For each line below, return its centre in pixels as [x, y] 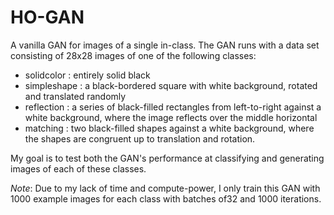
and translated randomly [75, 96]
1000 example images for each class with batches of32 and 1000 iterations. [166, 198]
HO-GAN [47, 17]
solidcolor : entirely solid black [87, 75]
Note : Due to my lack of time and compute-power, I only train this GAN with [165, 188]
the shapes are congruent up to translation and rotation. [140, 138]
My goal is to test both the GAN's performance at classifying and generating [167, 158]
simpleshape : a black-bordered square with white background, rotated [171, 85]
